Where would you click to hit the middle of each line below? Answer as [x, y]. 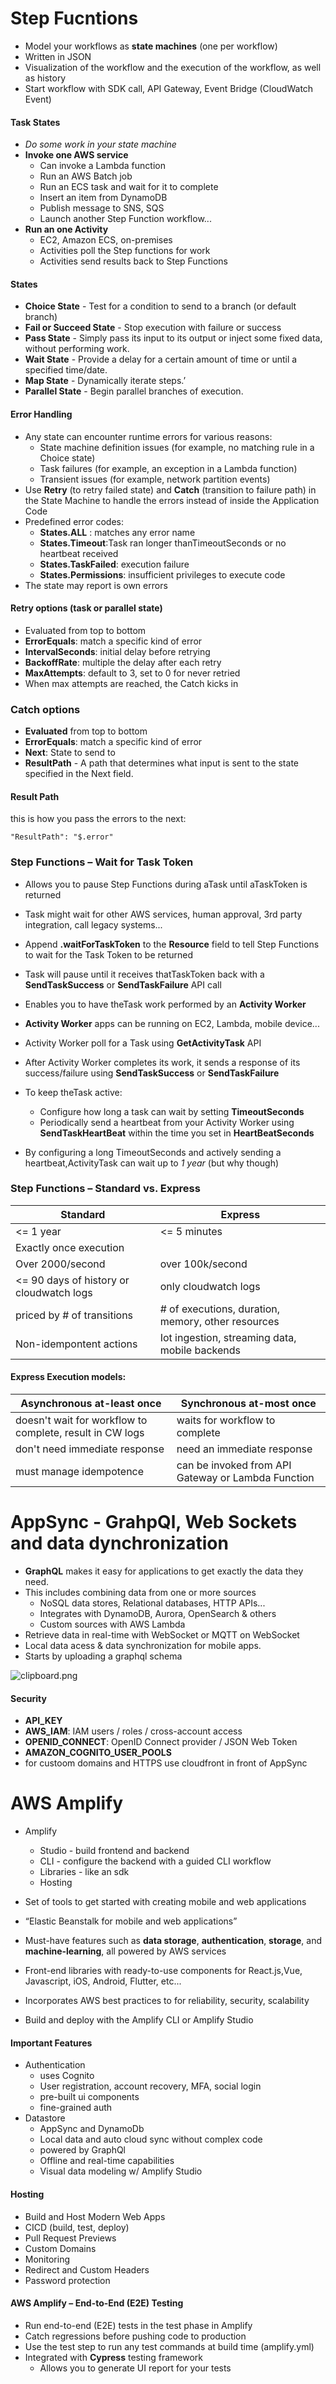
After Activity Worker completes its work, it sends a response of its [162, 1062]
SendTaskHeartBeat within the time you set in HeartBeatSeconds [177, 1133]
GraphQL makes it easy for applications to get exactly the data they [164, 1571]
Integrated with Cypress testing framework [113, 2357]
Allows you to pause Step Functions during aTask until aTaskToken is [166, 884]
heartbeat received [79, 553]
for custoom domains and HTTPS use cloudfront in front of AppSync [166, 1763]
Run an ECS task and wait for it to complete [129, 187]
